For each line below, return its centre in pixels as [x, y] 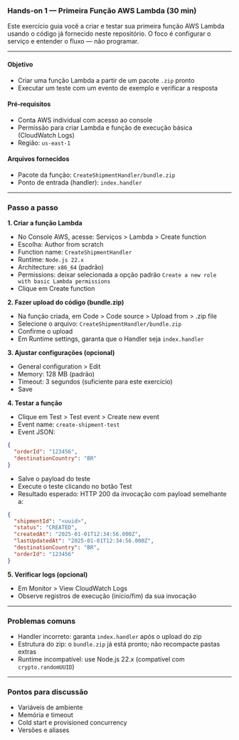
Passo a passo [33, 207]
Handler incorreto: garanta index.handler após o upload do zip [110, 636]
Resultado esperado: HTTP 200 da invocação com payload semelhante [122, 493]
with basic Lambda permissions [64, 282]
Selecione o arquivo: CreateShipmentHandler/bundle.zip [100, 324]
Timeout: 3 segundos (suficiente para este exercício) [95, 382]
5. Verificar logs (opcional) [48, 574]
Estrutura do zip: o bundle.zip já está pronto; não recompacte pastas [119, 644]
